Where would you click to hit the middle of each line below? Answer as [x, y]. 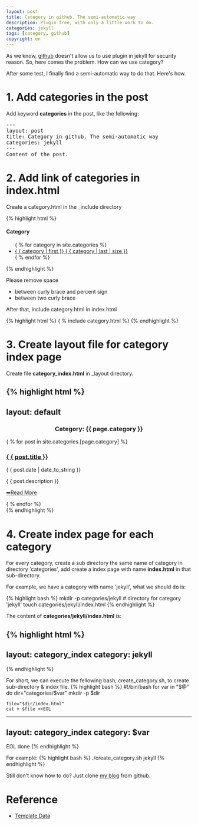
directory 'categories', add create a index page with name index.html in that [99, 569]
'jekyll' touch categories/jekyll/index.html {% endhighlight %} [80, 604]
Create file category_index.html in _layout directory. [70, 374]
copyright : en [24, 39]
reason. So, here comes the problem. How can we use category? [85, 62]
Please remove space [32, 280]
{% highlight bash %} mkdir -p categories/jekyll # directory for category [94, 599]
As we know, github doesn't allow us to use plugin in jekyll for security [91, 56]
